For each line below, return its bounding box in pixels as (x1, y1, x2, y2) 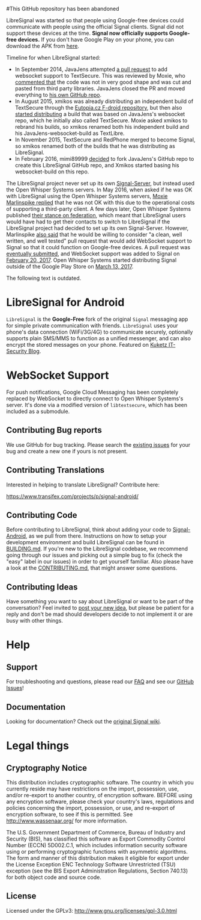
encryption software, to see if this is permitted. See (6, 810, 133, 818)
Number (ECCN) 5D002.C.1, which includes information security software (6, 841, 188, 848)
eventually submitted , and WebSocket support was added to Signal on (6, 250, 180, 257)
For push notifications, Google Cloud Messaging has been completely (6, 388, 179, 396)
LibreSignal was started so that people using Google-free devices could (6, 17, 184, 23)
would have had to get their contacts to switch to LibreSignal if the (6, 218, 170, 225)
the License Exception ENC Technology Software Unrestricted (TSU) (6, 860, 176, 868)
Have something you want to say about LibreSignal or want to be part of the (6, 598, 194, 605)
